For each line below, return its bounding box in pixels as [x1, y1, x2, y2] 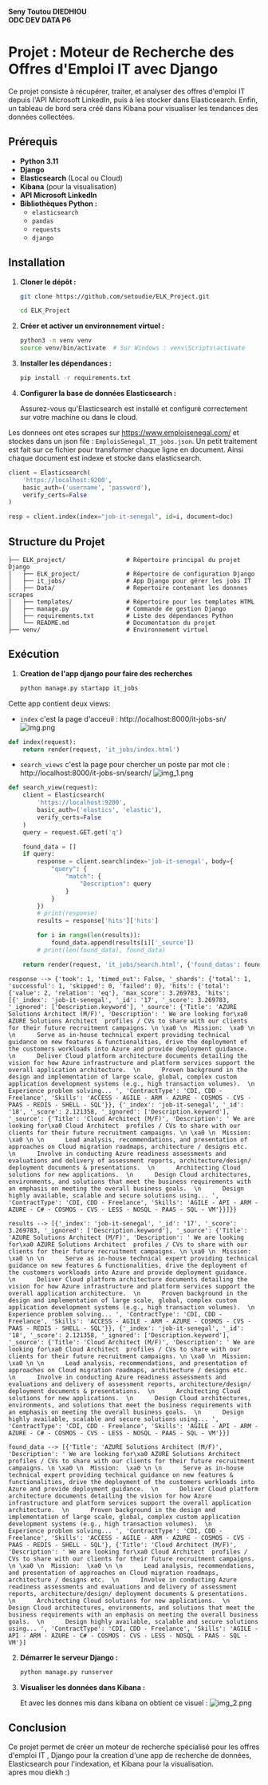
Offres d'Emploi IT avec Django [8, 60, 219, 78]
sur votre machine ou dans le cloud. [19, 412, 138, 422]
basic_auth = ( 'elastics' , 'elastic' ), [37, 806, 162, 814]
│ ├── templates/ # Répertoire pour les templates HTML [8, 598, 255, 606]
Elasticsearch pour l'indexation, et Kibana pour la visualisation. [8, 1759, 214, 1769]
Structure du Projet [8, 535, 105, 548]
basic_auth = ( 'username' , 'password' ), [22, 483, 152, 492]
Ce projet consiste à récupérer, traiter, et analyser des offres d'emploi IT [8, 86, 246, 96]
